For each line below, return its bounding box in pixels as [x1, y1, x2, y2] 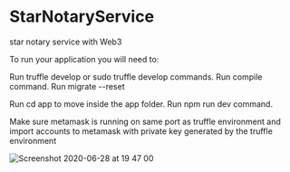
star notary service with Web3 [9, 36, 122, 47]
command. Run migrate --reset [9, 81, 125, 91]
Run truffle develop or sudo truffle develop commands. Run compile [9, 71, 263, 82]
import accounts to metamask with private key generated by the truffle [9, 125, 274, 137]
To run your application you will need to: [9, 53, 159, 64]
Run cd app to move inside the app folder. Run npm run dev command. [9, 98, 274, 110]
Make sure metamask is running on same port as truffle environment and [9, 116, 281, 127]
